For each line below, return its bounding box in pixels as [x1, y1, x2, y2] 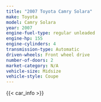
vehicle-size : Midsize [6, 68, 61, 74]
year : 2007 [6, 24, 33, 31]
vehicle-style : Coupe [6, 73, 59, 79]
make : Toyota [6, 14, 38, 20]
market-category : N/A [6, 62, 59, 69]
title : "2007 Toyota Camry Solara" [6, 8, 93, 15]
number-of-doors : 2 [6, 57, 54, 63]
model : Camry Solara [6, 19, 57, 25]
